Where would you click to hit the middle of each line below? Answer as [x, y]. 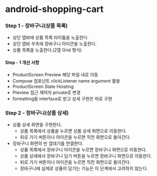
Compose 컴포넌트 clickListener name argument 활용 [66, 80]
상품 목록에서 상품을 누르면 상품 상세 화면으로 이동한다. [73, 130]
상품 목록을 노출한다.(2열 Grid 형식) [47, 50]
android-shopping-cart [54, 9]
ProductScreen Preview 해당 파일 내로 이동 [55, 74]
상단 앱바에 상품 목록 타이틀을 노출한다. [50, 37]
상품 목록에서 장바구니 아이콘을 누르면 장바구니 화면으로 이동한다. [83, 149]
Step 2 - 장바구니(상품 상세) [37, 112]
